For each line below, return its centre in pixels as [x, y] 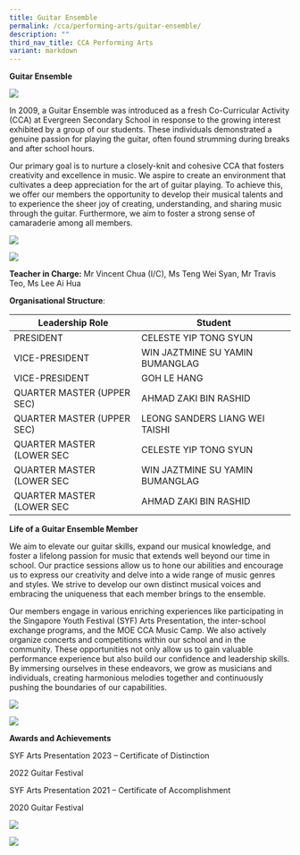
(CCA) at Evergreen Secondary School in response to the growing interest [145, 120]
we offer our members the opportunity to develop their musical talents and [146, 194]
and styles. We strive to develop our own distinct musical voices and [135, 585]
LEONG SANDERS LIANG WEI [203, 419]
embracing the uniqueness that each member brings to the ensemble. [137, 594]
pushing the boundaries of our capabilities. [88, 688]
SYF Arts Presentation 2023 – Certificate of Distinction [109, 756]
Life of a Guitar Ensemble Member [74, 529]
